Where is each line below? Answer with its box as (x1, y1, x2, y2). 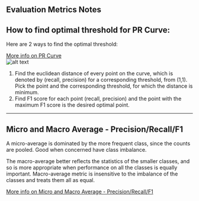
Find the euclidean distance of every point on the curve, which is (14, 70, 174, 77)
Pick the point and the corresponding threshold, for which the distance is (14, 82, 193, 90)
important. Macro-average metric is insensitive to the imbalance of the (6, 170, 178, 177)
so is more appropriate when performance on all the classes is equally (6, 164, 178, 171)
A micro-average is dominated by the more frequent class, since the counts (6, 140, 191, 147)
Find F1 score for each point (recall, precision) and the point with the (14, 95, 182, 103)
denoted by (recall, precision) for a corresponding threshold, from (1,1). (14, 76, 188, 84)
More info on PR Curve (6, 52, 62, 59)
